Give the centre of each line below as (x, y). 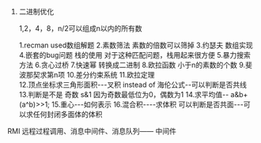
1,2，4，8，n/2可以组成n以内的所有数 (80, 28)
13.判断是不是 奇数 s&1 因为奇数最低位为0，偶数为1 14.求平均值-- (124, 94)
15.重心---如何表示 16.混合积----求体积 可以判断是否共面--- (148, 104)
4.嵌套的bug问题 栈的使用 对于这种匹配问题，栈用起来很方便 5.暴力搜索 (134, 55)
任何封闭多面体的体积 (68, 114)
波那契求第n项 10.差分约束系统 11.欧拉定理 (87, 75)
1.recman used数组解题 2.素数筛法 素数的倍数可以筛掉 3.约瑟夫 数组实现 (136, 45)
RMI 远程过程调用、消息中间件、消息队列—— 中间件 (92, 131)
